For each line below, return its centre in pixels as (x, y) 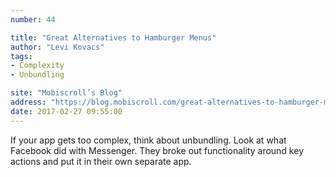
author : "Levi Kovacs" (57, 47)
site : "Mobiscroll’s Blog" (66, 93)
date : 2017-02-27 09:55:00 (66, 111)
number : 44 (33, 19)
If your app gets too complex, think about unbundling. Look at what (148, 140)
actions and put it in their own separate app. (101, 161)
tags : (21, 56)
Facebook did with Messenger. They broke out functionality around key (157, 150)
